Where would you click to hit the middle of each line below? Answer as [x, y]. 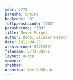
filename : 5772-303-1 [28, 51]
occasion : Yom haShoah [29, 70]
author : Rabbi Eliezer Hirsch [37, 38]
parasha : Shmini [22, 14]
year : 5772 [16, 10]
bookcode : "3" [20, 19]
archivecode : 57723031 [29, 47]
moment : [13, 61]
